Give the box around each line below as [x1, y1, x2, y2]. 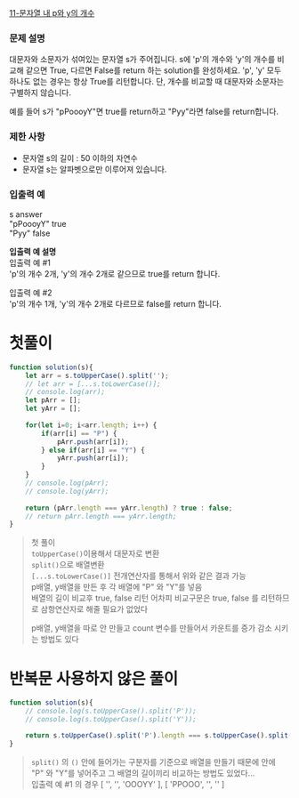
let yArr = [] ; [25, 404, 82, 414]
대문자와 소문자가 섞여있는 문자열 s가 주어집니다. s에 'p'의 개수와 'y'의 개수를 [9, 54, 276, 65]
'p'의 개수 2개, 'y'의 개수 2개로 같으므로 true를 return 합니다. [9, 268, 221, 278]
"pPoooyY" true [9, 218, 67, 229]
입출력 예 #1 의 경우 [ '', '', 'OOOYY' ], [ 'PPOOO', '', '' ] [30, 778, 225, 789]
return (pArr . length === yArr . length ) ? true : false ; [25, 504, 233, 512]
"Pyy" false [9, 228, 51, 238]
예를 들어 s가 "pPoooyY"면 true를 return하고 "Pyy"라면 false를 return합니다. [9, 106, 279, 117]
